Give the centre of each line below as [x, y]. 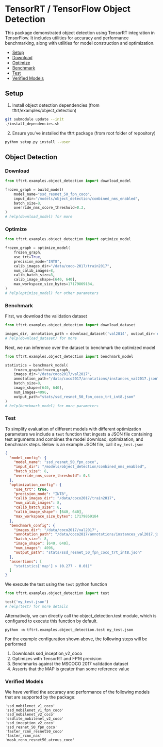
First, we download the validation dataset [46, 316]
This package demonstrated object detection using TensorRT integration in [80, 33]
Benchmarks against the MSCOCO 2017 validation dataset [70, 664]
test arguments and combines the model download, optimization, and [74, 439]
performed [16, 644]
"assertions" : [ [26, 562]
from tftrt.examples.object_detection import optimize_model [68, 239]
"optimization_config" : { [36, 485]
